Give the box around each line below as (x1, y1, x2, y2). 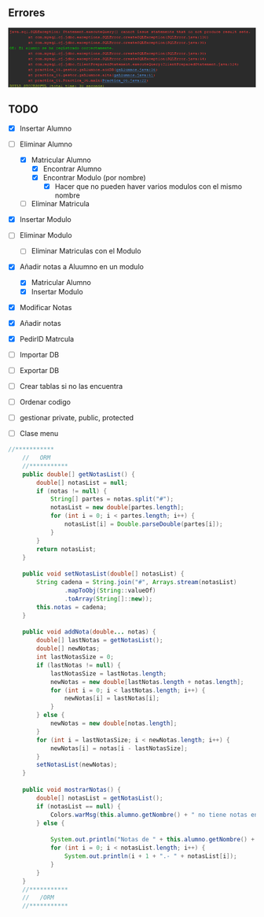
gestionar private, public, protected (19, 413, 134, 423)
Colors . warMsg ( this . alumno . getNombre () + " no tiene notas (49, 811, 247, 819)
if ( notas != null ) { (36, 487, 108, 495)
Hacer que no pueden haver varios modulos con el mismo (54, 182, 242, 191)
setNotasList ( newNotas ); (36, 761, 118, 769)
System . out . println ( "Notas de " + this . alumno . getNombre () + (49, 836, 255, 844)
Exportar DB (19, 365, 60, 375)
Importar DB (19, 349, 60, 359)
